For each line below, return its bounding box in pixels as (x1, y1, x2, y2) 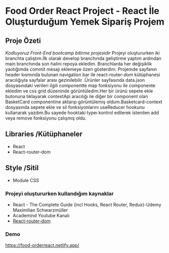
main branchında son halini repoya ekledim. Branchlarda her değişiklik (5, 61, 152, 66)
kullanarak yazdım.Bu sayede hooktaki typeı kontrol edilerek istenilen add (5, 110, 159, 116)
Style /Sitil (5, 164, 39, 172)
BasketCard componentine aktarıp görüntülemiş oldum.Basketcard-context (5, 99, 163, 105)
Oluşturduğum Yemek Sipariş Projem (5, 16, 164, 28)
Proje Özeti (5, 36, 41, 45)
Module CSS (12, 177, 39, 183)
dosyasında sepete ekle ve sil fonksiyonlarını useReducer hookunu (5, 104, 145, 110)
